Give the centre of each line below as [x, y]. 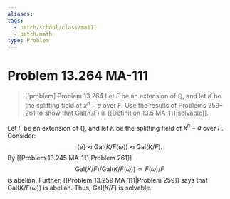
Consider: [22, 136]
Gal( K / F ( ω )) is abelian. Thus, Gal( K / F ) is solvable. [79, 188]
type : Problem [28, 41]
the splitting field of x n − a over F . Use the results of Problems [115, 104]
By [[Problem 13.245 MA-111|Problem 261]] [70, 158]
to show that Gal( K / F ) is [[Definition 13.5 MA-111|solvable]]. [122, 113]
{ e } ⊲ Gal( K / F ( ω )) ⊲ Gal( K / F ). [120, 147]
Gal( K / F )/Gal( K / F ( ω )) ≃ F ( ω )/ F [120, 169]
